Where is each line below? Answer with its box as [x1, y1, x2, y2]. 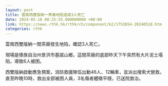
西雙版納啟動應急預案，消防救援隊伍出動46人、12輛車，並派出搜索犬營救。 [5, 69, 164, 75]
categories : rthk [5, 26, 43, 32]
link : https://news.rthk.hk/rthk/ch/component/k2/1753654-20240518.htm [5, 21, 162, 27]
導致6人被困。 [14, 58, 45, 64]
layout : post [5, 7, 33, 13]
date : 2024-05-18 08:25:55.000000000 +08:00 [5, 17, 102, 22]
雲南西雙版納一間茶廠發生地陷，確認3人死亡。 [5, 41, 103, 47]
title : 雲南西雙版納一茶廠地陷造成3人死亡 [5, 12, 85, 17]
